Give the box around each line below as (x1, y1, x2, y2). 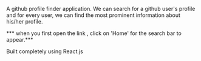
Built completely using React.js (6, 48, 83, 55)
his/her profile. (6, 18, 43, 25)
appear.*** (6, 36, 33, 43)
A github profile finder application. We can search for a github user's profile (6, 5, 196, 12)
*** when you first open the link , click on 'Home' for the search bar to (6, 30, 182, 37)
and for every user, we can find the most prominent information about (6, 11, 181, 19)
